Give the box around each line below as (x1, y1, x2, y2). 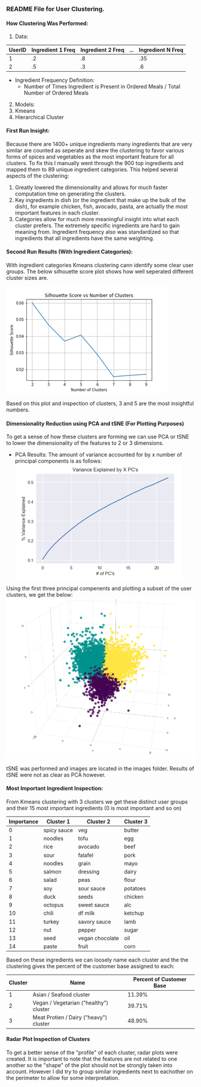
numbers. (6, 406, 30, 414)
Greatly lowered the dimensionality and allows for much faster (14, 184, 168, 191)
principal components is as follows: (14, 457, 102, 465)
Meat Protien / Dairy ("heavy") (32, 1014, 108, 1021)
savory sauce (78, 918, 111, 925)
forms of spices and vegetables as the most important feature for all (6, 153, 174, 160)
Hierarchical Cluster (14, 113, 65, 121)
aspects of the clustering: (6, 172, 69, 179)
